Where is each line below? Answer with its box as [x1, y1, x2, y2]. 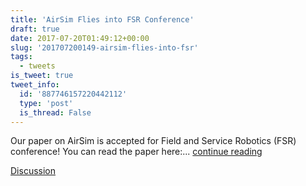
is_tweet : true [10, 71, 74, 81]
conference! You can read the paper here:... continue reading [10, 146, 263, 158]
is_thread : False [19, 107, 92, 118]
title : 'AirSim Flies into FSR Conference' [10, 14, 195, 25]
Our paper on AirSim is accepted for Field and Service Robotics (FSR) [10, 135, 297, 147]
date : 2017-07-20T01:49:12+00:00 [10, 33, 150, 43]
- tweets [19, 61, 56, 71]
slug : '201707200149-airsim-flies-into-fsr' [10, 42, 199, 53]
